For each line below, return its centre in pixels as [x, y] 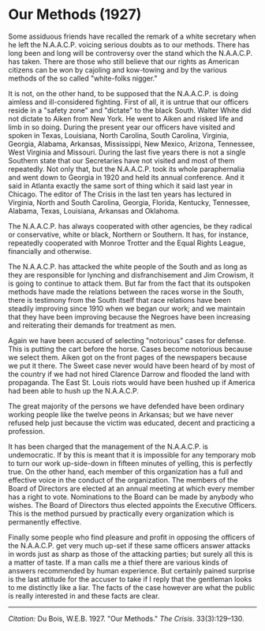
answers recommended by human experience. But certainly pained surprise [131, 570]
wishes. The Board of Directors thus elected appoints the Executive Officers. [132, 505]
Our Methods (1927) [75, 15]
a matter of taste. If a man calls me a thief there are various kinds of [118, 562]
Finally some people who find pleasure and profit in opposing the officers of [131, 537]
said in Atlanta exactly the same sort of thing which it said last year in [120, 185]
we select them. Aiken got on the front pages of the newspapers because [128, 357]
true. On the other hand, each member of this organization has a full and [125, 472]
